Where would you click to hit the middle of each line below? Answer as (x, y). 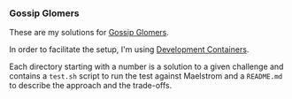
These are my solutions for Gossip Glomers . (89, 33)
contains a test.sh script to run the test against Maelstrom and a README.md (146, 76)
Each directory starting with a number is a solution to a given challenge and (146, 67)
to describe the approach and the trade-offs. (91, 86)
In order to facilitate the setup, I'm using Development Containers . (129, 49)
